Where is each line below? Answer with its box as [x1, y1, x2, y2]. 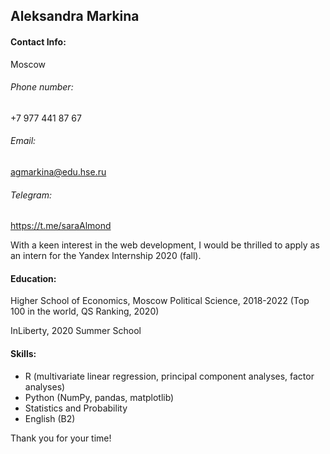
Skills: [10, 348, 37, 359]
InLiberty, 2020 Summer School [10, 325, 142, 337]
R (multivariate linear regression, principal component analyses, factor [24, 370, 315, 382]
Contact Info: [10, 35, 67, 48]
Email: [10, 135, 37, 147]
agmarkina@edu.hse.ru [10, 166, 107, 178]
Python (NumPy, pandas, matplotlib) [24, 391, 175, 403]
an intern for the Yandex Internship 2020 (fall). [10, 250, 202, 262]
